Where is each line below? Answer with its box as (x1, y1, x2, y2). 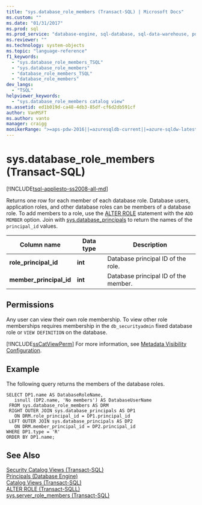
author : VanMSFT (6, 110, 47, 116)
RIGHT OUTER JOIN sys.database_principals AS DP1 (8, 407, 136, 413)
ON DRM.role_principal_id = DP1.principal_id (14, 413, 130, 419)
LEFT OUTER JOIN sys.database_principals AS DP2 (8, 418, 133, 424)
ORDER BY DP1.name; (6, 434, 55, 440)
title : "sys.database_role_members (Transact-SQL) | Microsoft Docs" (6, 8, 185, 15)
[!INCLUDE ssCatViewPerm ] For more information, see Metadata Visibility (6, 340, 187, 347)
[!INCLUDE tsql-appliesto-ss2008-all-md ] (6, 185, 108, 192)
